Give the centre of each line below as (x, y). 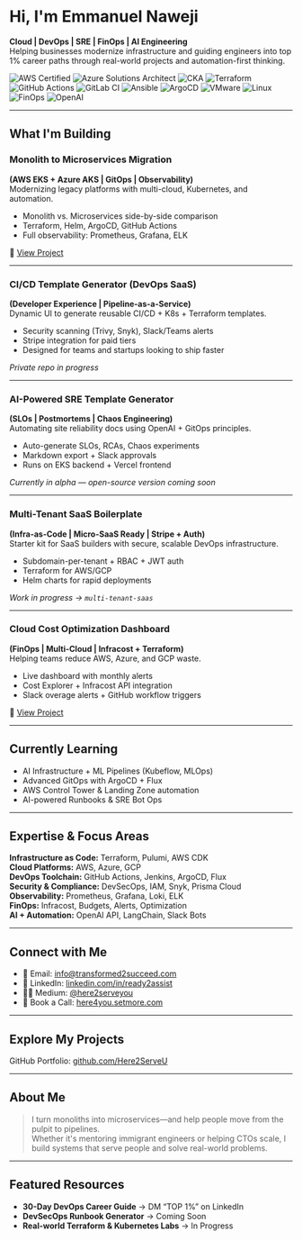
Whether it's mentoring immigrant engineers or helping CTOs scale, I (159, 1138)
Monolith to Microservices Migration (91, 159)
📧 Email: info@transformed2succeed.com (99, 973)
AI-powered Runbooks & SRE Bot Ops (92, 800)
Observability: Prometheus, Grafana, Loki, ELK (97, 896)
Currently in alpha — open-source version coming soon (112, 483)
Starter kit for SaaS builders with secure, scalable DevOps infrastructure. (144, 543)
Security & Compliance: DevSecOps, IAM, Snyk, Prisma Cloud (125, 887)
